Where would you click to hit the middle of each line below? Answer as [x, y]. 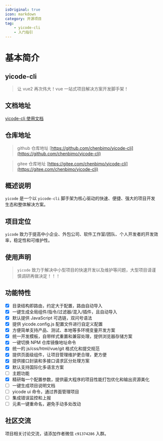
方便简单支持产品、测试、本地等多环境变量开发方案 [64, 330]
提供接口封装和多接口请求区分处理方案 [51, 361]
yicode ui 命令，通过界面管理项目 [46, 392]
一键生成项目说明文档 [34, 385]
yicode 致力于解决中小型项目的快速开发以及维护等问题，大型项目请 [84, 270]
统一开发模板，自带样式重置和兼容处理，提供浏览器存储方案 [72, 336]
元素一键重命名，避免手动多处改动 [47, 404]
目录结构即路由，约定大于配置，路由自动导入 [57, 305]
